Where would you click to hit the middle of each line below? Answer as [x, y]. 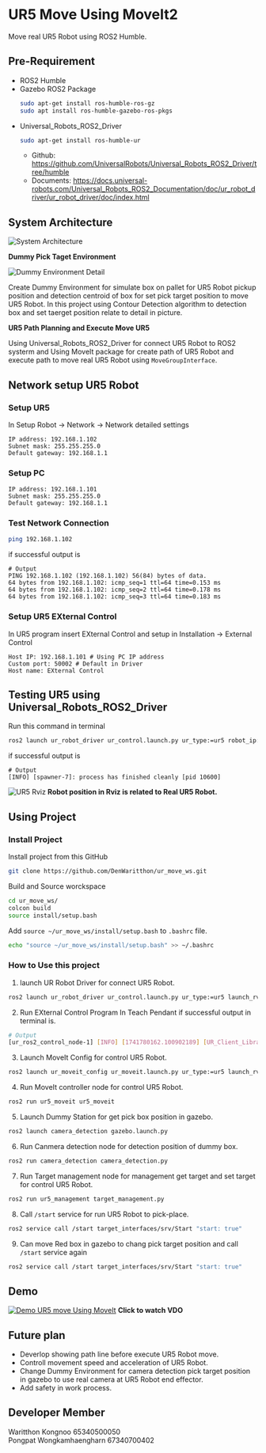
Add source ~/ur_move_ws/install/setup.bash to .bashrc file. [108, 931]
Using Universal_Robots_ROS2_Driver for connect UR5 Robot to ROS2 [122, 343]
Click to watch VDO [150, 1311]
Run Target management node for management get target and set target [137, 1176]
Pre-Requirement [52, 61]
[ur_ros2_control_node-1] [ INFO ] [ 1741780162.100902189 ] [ [108, 1042]
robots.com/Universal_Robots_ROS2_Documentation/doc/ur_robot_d [143, 189]
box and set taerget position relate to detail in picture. [95, 313]
